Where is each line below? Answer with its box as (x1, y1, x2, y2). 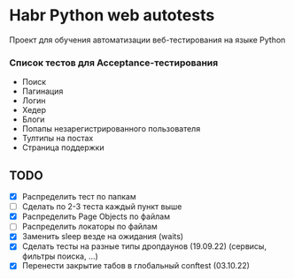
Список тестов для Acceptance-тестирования (9, 57, 219, 69)
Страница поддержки (21, 142, 104, 153)
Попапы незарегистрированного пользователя (21, 124, 201, 134)
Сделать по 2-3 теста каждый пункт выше (21, 201, 182, 212)
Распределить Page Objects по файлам (21, 211, 171, 222)
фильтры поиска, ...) (21, 251, 99, 261)
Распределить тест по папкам (21, 192, 136, 202)
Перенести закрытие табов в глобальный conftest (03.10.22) (21, 260, 251, 271)
